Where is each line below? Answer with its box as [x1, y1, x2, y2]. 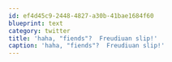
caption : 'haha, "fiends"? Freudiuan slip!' [8, 42, 165, 50]
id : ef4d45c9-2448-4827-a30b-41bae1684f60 [8, 11, 154, 20]
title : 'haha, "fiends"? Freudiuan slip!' [8, 34, 158, 43]
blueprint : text [8, 19, 63, 27]
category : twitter [8, 27, 71, 35]
